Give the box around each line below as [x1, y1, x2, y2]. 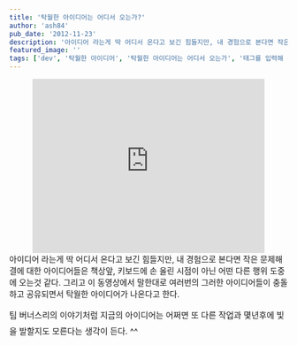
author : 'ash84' [9, 21, 69, 30]
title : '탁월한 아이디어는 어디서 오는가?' [9, 12, 146, 22]
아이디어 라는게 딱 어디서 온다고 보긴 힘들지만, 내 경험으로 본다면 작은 [9, 254, 258, 265]
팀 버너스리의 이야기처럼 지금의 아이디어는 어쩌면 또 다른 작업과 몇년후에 [9, 310, 275, 321]
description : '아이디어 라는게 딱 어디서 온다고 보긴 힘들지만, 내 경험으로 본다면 [9, 37, 274, 47]
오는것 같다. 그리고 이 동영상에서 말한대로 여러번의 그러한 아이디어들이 [19, 278, 271, 288]
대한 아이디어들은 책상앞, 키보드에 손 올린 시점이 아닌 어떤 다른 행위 [26, 266, 268, 277]
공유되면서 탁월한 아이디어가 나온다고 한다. [26, 289, 179, 300]
